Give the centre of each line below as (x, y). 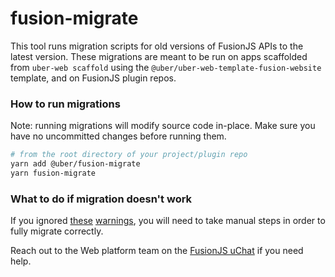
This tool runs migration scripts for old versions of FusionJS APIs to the (157, 46)
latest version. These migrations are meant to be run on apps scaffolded (159, 56)
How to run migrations (65, 104)
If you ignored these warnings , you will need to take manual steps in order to (168, 221)
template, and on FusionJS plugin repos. (93, 78)
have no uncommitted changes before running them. (118, 136)
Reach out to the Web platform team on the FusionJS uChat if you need (157, 251)
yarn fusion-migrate (53, 173)
